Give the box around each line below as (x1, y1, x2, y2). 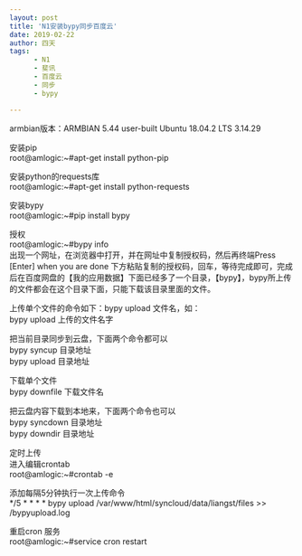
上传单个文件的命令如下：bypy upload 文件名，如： (9, 302, 201, 313)
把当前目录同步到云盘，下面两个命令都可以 (9, 333, 168, 344)
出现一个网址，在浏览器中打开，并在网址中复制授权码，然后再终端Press (9, 250, 276, 260)
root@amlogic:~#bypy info (9, 239, 109, 250)
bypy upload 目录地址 (9, 355, 90, 366)
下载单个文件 (9, 374, 57, 385)
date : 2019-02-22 (9, 30, 75, 39)
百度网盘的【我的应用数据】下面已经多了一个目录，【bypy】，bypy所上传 (24, 272, 292, 283)
